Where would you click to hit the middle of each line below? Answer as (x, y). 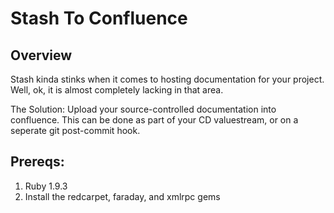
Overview (41, 55)
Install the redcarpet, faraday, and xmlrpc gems (122, 196)
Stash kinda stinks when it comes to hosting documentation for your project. (167, 79)
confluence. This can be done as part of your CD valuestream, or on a (154, 120)
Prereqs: (37, 162)
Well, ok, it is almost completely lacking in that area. (117, 90)
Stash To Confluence (99, 18)
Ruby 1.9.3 (46, 186)
